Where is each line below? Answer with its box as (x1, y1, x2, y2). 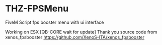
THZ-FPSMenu (5, 3, 69, 14)
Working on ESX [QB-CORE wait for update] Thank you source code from (5, 29, 157, 35)
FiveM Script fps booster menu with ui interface (5, 19, 104, 25)
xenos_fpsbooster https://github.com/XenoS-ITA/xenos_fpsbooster (5, 34, 145, 40)
